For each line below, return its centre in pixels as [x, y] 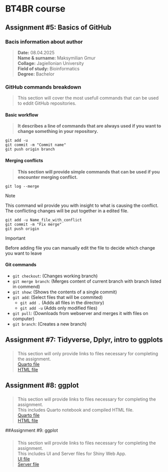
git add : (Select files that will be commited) [58, 297]
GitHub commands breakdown [43, 87]
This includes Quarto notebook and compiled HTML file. [76, 410]
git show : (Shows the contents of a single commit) [65, 292]
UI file [24, 459]
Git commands [21, 265]
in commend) [26, 286]
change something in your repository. [58, 131]
